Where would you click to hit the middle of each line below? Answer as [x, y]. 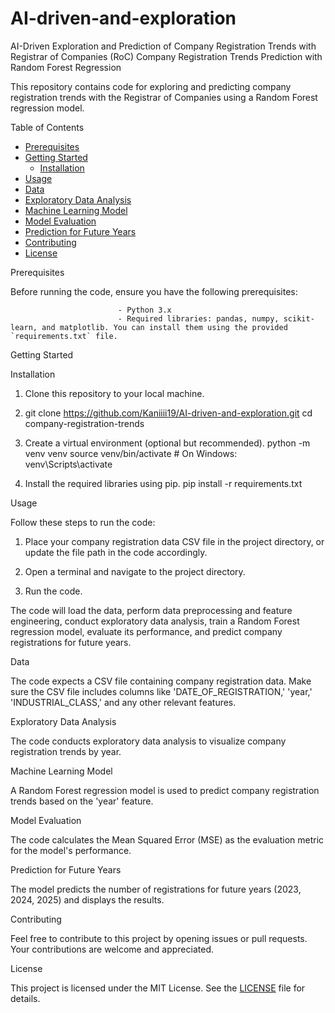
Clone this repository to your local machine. [114, 393]
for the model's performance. [71, 850]
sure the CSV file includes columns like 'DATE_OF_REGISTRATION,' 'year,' [161, 691]
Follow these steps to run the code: [83, 522]
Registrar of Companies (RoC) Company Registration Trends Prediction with [166, 56]
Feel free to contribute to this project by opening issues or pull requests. [159, 938]
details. [25, 998]
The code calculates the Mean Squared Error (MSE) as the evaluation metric [167, 839]
